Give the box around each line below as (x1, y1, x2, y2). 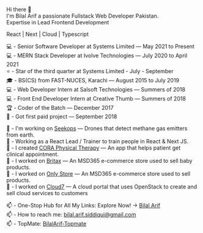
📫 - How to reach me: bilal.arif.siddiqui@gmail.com (6, 211, 136, 218)
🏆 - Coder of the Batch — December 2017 (6, 104, 114, 111)
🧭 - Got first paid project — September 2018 (6, 113, 117, 120)
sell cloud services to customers (6, 190, 88, 196)
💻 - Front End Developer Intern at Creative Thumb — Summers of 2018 (6, 95, 186, 102)
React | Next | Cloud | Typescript (6, 30, 89, 38)
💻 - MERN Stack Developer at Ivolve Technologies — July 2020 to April (6, 52, 188, 59)
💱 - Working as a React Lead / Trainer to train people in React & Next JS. (6, 138, 188, 145)
